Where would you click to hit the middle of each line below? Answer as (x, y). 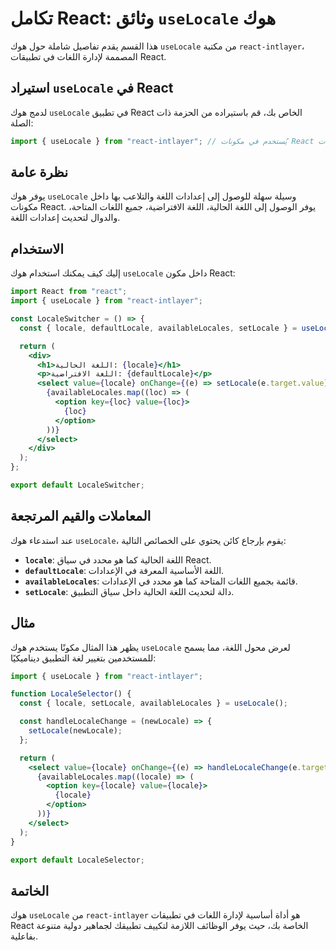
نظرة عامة (39, 172)
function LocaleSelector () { (71, 694)
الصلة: (22, 123)
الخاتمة (30, 890)
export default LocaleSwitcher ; (77, 485)
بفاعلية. (24, 936)
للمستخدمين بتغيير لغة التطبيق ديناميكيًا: (83, 658)
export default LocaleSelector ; (77, 860)
